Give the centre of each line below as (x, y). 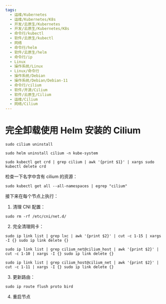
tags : (11, 10)
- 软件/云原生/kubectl (32, 38)
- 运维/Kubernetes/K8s (33, 19)
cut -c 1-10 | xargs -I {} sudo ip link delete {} (60, 254)
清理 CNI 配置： (29, 207)
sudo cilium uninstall (29, 145)
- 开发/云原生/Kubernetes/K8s (40, 29)
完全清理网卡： (28, 227)
